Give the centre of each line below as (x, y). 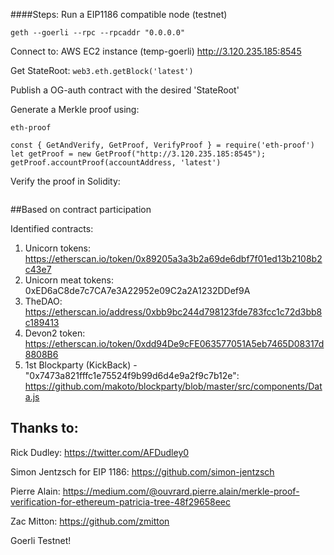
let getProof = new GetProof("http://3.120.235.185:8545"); (138, 154)
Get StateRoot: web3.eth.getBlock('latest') (102, 70)
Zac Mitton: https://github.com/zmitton (90, 521)
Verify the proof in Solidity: (65, 181)
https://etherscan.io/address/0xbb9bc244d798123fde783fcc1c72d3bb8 (173, 312)
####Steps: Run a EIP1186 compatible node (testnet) (119, 14)
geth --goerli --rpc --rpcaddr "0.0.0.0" (98, 33)
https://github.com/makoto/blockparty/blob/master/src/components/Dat (173, 386)
